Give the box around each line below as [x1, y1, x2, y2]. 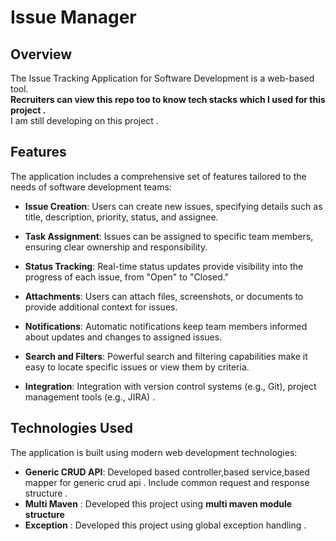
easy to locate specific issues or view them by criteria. [24, 361, 250, 373]
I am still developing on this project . [10, 115, 159, 126]
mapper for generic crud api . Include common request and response [24, 476, 310, 488]
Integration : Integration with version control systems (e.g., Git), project [24, 380, 317, 392]
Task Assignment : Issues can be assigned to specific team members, [24, 230, 314, 242]
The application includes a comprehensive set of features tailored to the [10, 170, 307, 182]
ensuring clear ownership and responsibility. [24, 241, 208, 253]
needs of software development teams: [10, 181, 172, 193]
